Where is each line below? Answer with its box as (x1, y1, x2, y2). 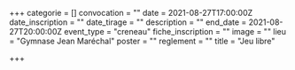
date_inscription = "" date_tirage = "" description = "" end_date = (9, 17, 247, 27)
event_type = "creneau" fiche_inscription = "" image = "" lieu (64, 27, 286, 36)
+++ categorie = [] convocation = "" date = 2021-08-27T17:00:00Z (9, 8, 253, 18)
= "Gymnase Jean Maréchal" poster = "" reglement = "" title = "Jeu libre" (9, 35, 276, 46)
